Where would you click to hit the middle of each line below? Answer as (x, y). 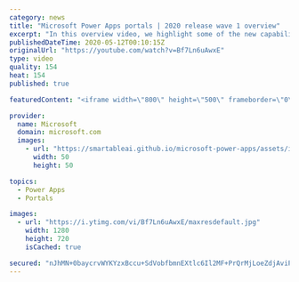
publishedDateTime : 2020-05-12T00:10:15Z (87, 42)
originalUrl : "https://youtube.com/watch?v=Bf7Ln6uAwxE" (117, 51)
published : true (39, 84)
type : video (31, 59)
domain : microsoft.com (59, 133)
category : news (37, 17)
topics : (24, 181)
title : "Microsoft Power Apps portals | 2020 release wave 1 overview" (145, 26)
